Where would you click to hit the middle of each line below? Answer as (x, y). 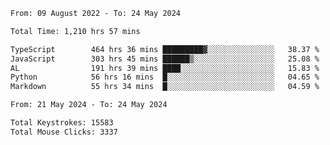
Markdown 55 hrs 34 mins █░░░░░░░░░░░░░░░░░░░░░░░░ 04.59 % (165, 87)
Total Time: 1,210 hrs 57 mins (75, 31)
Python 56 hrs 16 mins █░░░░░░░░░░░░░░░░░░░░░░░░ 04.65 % (165, 77)
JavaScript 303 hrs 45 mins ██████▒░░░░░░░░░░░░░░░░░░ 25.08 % (165, 59)
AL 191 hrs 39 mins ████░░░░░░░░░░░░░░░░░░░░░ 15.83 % (165, 68)
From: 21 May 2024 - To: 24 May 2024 (89, 105)
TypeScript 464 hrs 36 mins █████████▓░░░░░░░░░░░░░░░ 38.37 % (165, 49)
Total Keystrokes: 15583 (62, 123)
